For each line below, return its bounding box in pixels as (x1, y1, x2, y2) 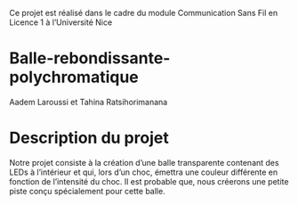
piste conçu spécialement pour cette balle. (9, 185, 166, 196)
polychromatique (9, 67, 140, 87)
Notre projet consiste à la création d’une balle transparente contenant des (9, 157, 279, 168)
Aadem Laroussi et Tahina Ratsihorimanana (9, 96, 168, 107)
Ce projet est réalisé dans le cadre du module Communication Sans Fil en (9, 8, 278, 18)
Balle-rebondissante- (9, 48, 171, 69)
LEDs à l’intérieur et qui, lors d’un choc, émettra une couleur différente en (9, 167, 278, 177)
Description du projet (9, 128, 169, 148)
